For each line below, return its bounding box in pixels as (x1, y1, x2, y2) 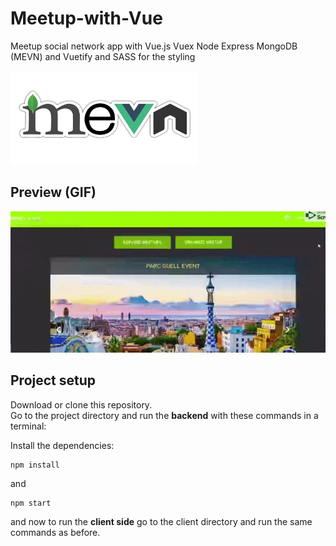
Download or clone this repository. (10, 398, 153, 411)
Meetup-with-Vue (10, 7, 163, 30)
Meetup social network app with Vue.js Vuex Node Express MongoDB (10, 40, 298, 52)
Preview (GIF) (10, 184, 97, 201)
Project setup (10, 372, 97, 389)
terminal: (10, 420, 47, 432)
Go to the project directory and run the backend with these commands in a (10, 409, 319, 421)
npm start (10, 498, 52, 508)
